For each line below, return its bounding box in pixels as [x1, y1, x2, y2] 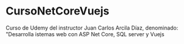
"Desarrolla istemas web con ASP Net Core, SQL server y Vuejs [5, 30, 165, 37]
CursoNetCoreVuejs [5, 4, 110, 18]
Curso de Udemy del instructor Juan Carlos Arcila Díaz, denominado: [5, 24, 179, 31]
